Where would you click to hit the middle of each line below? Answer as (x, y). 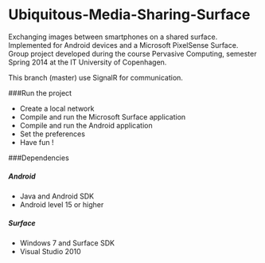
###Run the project (40, 92)
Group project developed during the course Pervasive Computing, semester (132, 53)
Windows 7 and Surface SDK (67, 243)
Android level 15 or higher (62, 204)
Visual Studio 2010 (50, 251)
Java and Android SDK (57, 196)
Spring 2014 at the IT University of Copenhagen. (88, 62)
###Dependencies (39, 158)
